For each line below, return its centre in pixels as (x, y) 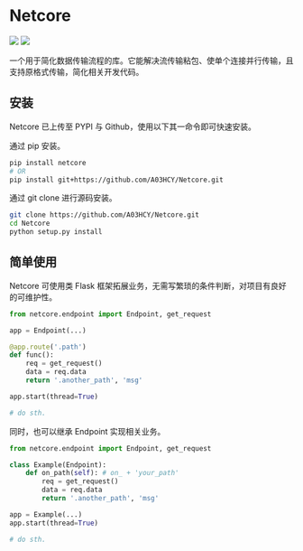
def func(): (32, 355)
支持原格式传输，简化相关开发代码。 (77, 71)
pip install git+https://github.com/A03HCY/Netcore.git (116, 180)
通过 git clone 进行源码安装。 (63, 198)
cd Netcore (30, 224)
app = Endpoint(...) (48, 331)
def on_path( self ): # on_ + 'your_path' (102, 473)
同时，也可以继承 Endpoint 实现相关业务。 (87, 431)
